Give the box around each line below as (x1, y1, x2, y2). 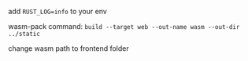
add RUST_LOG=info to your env (8, 7, 108, 16)
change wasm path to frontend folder (8, 44, 129, 53)
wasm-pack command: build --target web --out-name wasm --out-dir (8, 22, 240, 30)
